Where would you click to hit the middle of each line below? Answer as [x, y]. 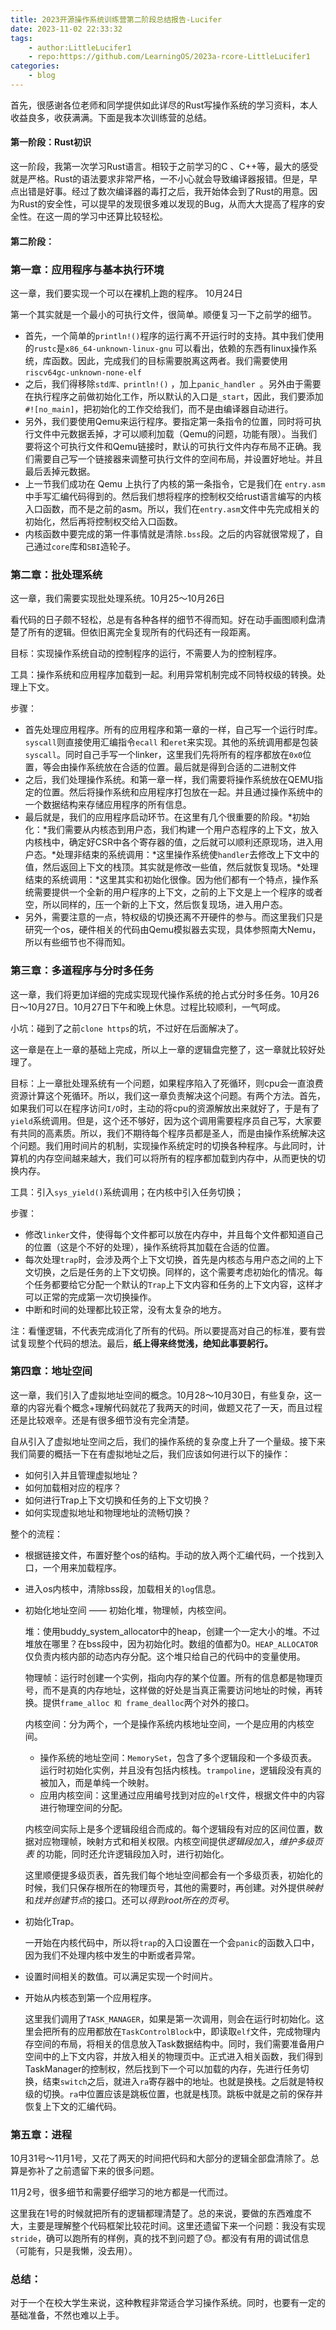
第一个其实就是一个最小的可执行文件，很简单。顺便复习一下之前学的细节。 [163, 314]
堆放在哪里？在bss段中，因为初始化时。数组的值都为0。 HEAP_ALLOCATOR [171, 1643]
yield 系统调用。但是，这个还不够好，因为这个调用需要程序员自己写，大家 [161, 1120]
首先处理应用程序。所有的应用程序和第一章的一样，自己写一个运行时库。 [173, 730]
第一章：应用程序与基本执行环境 [87, 269]
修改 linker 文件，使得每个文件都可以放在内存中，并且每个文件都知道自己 [174, 1234]
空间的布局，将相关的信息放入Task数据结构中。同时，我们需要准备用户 [179, 2043]
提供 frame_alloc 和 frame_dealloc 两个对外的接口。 [148, 1702]
